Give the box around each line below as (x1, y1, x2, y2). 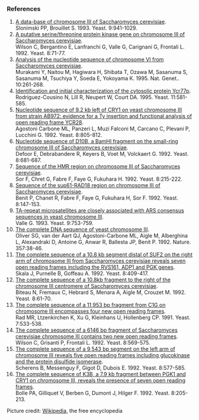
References (7, 5, 41, 13)
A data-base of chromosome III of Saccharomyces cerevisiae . (15, 18, 166, 25)
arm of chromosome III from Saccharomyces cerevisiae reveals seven (15, 257, 186, 265)
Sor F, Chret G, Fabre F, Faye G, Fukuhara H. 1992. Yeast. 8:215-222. (15, 175, 183, 182)
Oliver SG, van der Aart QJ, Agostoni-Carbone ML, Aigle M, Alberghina (15, 232, 188, 239)
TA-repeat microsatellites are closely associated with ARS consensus (15, 207, 184, 214)
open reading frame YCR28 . (15, 119, 84, 126)
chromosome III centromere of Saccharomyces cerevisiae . (15, 283, 158, 290)
